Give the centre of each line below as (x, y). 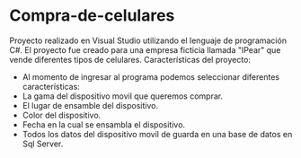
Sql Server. (43, 144)
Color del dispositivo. (62, 115)
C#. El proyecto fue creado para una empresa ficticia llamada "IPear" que (145, 49)
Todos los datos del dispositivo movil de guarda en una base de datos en (157, 134)
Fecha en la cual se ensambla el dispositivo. (104, 124)
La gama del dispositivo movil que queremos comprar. (122, 96)
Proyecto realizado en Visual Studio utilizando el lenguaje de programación (148, 40)
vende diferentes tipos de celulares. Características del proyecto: (130, 59)
